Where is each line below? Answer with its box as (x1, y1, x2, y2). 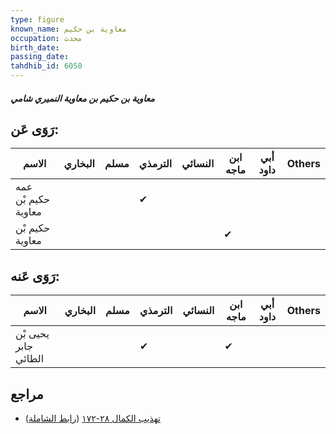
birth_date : (10, 42, 60, 53)
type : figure (10, 14, 65, 25)
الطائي (15, 352, 45, 366)
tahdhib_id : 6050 (10, 61, 83, 71)
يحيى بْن (15, 327, 50, 341)
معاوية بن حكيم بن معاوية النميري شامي (10, 92, 155, 104)
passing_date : (10, 52, 70, 62)
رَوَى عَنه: (10, 267, 60, 285)
